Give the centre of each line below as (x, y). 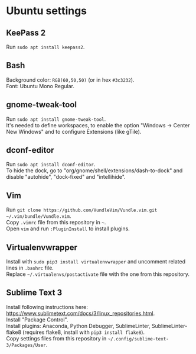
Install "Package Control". (37, 319)
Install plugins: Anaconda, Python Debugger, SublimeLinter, (78, 326)
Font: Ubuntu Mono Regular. (40, 86)
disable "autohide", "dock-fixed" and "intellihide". (66, 177)
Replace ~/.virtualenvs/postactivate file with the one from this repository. (98, 274)
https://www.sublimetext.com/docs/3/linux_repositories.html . (81, 313)
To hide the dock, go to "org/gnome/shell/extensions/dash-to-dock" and (94, 170)
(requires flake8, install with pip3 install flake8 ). (84, 332)
